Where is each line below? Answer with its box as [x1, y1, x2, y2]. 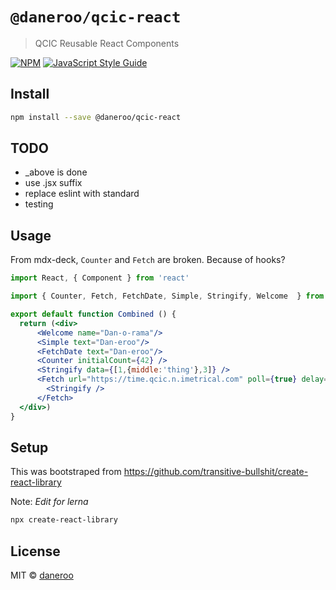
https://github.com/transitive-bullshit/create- [123, 466, 309, 478]
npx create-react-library [10, 515, 118, 525]
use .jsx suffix [24, 177, 83, 189]
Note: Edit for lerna [10, 496, 89, 508]
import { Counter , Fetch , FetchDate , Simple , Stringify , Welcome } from [10, 291, 325, 302]
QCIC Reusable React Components [34, 37, 180, 49]
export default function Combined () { [10, 309, 177, 319]
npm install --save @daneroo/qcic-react [10, 112, 182, 122]
